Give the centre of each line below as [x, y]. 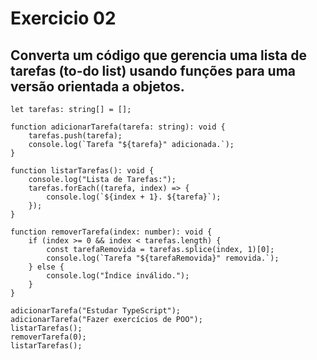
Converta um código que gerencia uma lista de [158, 55]
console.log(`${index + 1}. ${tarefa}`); [134, 197]
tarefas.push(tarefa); [75, 136]
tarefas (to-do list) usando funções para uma [153, 70]
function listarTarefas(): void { [82, 171]
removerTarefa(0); [48, 337]
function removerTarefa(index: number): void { [111, 232]
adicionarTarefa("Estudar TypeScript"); [96, 311]
